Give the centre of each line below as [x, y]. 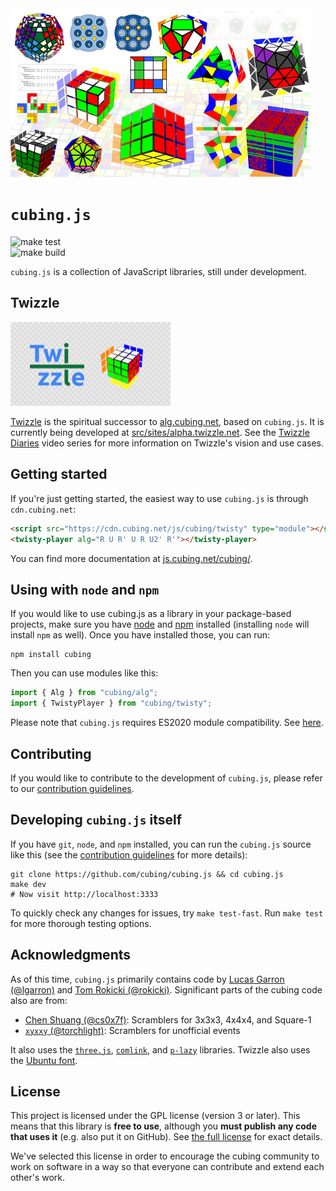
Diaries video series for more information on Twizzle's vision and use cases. [167, 443]
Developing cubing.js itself [96, 820]
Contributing [51, 753]
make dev [28, 884]
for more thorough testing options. [81, 923]
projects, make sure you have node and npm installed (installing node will [160, 624]
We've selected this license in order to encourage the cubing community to [165, 1156]
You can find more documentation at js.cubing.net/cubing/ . [131, 558]
